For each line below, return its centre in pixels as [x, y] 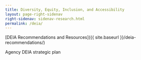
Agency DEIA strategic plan [33, 52]
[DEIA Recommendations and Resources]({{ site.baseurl [62, 37]
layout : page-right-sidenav [34, 14]
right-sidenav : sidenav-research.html [45, 19]
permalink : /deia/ [24, 23]
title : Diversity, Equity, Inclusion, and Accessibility [65, 10]
